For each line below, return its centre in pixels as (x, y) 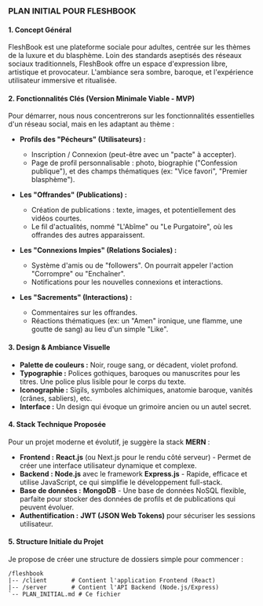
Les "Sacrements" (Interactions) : (76, 298)
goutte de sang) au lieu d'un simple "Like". (100, 329)
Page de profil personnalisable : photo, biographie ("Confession (134, 163)
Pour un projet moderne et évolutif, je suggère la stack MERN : (109, 442)
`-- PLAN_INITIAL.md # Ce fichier (65, 594)
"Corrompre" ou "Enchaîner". (78, 274)
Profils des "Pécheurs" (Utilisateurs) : (82, 140)
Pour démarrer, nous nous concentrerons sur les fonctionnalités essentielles (131, 116)
